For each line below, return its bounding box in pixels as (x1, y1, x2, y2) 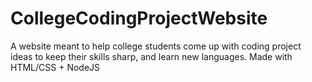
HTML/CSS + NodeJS (10, 61, 101, 73)
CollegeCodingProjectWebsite (10, 7, 268, 30)
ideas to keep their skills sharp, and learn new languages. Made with (10, 50, 293, 62)
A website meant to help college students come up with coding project (10, 40, 302, 52)
